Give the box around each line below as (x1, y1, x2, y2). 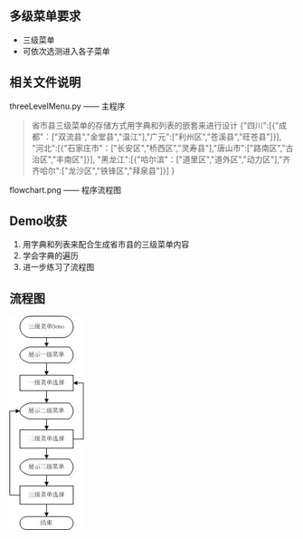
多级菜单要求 (9, 8, 81, 24)
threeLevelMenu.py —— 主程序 (9, 101, 126, 111)
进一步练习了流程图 (22, 262, 95, 273)
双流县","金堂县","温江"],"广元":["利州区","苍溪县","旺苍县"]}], (57, 130, 282, 142)
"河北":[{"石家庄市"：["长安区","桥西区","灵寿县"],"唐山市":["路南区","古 (31, 142, 294, 153)
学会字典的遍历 (22, 250, 79, 261)
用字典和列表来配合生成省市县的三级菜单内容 (22, 239, 190, 250)
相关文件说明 (9, 75, 81, 91)
